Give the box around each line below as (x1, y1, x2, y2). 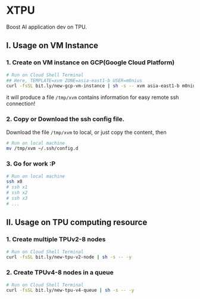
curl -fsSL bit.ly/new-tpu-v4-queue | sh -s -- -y (6, 287, 135, 294)
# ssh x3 (6, 195, 28, 201)
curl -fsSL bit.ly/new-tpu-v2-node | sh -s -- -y (6, 254, 132, 260)
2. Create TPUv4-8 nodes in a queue (6, 269, 114, 277)
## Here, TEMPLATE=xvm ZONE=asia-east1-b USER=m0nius (6, 77, 143, 83)
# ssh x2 (6, 190, 28, 196)
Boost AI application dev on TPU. (6, 23, 87, 30)
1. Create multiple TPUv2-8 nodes (6, 235, 106, 244)
